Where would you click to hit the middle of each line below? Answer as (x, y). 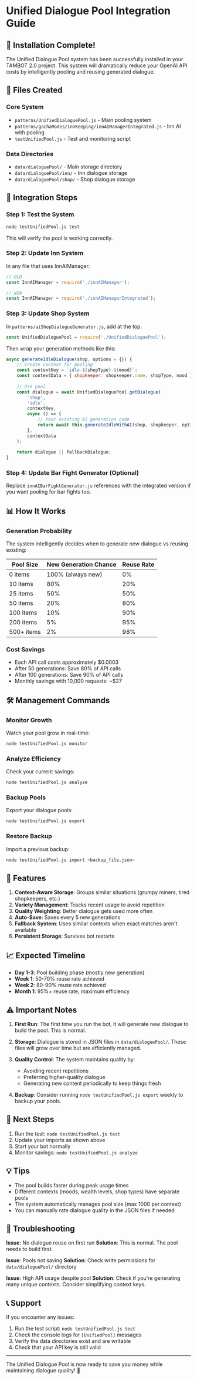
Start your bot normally (43, 1146)
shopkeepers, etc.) (37, 899)
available (25, 930)
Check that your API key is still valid (57, 1348)
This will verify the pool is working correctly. (60, 238)
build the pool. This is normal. (50, 1030)
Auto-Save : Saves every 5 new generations (67, 918)
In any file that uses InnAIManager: (48, 266)
